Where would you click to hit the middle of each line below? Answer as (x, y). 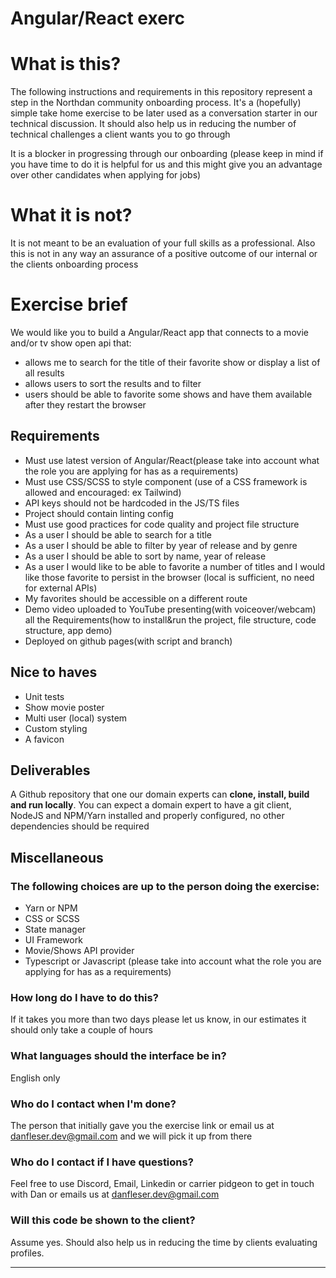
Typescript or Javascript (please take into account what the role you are (173, 961)
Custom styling (56, 728)
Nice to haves (54, 672)
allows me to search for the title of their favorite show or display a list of (172, 362)
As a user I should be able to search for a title (118, 534)
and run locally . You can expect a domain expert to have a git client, (151, 805)
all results (44, 373)
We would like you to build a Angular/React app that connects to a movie (159, 332)
